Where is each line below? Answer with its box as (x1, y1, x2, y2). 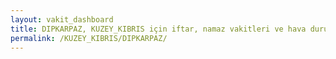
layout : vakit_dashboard (10, 14, 114, 25)
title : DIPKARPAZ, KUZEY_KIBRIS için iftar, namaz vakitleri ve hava (10, 24, 307, 34)
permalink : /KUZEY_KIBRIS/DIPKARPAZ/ (10, 33, 168, 43)
